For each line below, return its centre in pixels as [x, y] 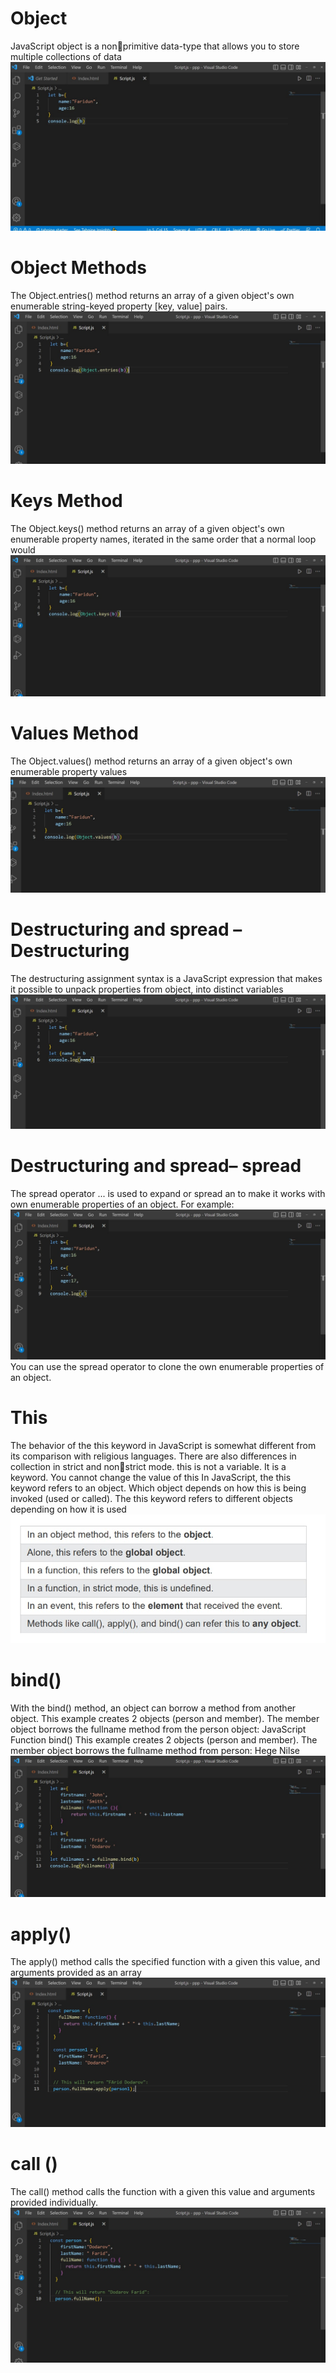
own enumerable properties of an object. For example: [122, 1204]
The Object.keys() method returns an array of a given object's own [147, 528]
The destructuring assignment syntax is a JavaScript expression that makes [166, 978]
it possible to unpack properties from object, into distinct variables [147, 989]
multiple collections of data [66, 56]
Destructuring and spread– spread [156, 1165]
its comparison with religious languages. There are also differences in [153, 1456]
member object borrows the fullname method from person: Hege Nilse [155, 1750]
